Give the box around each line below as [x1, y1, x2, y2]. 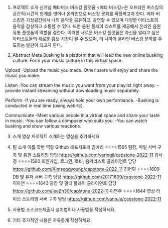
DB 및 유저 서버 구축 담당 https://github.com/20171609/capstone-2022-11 [12, 174, 161, 180]
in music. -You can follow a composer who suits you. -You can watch [5, 118, 147, 124]
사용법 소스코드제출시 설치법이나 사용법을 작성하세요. [12, 206, 116, 212]
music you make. [5, 72, 41, 78]
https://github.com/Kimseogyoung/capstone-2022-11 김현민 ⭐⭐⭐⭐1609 [12, 166, 160, 172]
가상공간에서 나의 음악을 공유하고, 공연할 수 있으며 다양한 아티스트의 [26, 17, 159, 23]
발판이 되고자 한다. [26, 42, 63, 48]
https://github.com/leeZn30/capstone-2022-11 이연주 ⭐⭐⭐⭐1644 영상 [12, 188, 155, 194]
